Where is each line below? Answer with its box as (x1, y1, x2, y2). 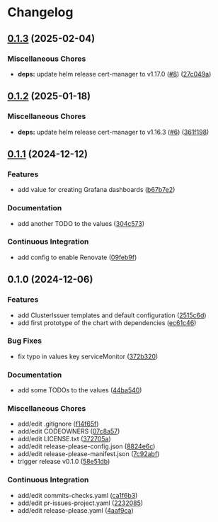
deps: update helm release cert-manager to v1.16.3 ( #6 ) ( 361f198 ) (17, 127, 210, 136)
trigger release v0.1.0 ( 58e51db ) (17, 458, 110, 466)
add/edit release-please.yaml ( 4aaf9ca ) (17, 506, 134, 514)
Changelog (7, 4, 74, 21)
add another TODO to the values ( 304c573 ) (17, 219, 145, 227)
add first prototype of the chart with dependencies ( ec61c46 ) (17, 318, 197, 327)
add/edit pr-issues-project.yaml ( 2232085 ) (17, 499, 144, 507)
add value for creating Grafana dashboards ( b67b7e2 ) (17, 186, 176, 194)
